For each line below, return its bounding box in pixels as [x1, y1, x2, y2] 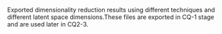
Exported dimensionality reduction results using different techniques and [7, 6, 215, 14]
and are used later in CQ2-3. [7, 20, 89, 28]
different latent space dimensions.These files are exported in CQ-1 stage [7, 13, 215, 21]
